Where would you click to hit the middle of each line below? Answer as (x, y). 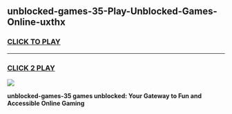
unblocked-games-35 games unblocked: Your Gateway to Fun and (105, 95)
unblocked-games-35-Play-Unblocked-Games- (112, 11)
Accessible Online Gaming (46, 103)
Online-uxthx (36, 22)
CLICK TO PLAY (34, 42)
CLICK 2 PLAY (31, 68)
